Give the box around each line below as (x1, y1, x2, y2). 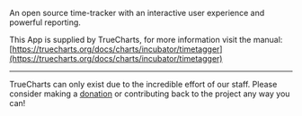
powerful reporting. (9, 17, 81, 28)
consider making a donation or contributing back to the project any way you (9, 88, 290, 99)
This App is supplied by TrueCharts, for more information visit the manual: (9, 35, 283, 45)
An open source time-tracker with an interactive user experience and (9, 8, 265, 18)
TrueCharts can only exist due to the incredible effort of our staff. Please (9, 79, 278, 89)
